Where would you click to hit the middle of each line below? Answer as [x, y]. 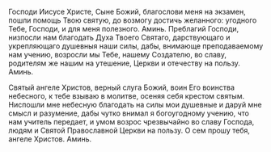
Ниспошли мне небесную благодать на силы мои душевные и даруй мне [135, 105]
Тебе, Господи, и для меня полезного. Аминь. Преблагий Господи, [124, 29]
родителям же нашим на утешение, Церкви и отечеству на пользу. [125, 63]
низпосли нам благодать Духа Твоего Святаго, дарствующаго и [119, 37]
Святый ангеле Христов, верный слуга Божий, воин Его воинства [122, 87]
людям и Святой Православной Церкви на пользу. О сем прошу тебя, [129, 130]
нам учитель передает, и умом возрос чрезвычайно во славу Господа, [131, 122]
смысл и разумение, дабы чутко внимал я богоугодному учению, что [129, 113]
